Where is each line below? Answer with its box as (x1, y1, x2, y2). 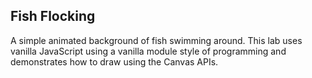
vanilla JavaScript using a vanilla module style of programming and (10, 45, 287, 57)
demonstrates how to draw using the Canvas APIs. (10, 55, 219, 68)
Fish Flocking (10, 8, 96, 25)
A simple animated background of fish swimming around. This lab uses (10, 34, 303, 46)
